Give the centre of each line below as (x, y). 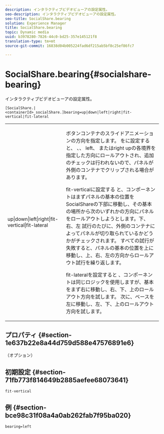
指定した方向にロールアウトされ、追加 (110, 155)
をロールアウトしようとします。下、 (107, 218)
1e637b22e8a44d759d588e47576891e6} (70, 343)
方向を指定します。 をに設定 (108, 140)
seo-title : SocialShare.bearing (38, 19)
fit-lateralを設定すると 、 (94, 275)
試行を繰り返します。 (100, 262)
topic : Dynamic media (27, 32)
